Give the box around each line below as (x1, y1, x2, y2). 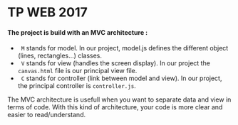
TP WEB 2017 (7, 4, 88, 21)
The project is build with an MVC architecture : (7, 28, 148, 36)
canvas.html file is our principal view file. (17, 67, 138, 75)
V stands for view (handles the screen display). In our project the (21, 59, 210, 67)
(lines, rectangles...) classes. (17, 51, 102, 60)
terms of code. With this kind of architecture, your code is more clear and (7, 103, 223, 112)
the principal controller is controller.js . (17, 82, 137, 90)
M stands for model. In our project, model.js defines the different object (21, 44, 229, 53)
